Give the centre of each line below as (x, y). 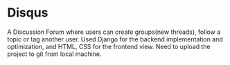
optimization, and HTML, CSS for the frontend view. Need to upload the (109, 46)
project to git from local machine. (54, 54)
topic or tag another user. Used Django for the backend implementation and (115, 39)
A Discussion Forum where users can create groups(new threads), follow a (114, 32)
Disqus (28, 13)
